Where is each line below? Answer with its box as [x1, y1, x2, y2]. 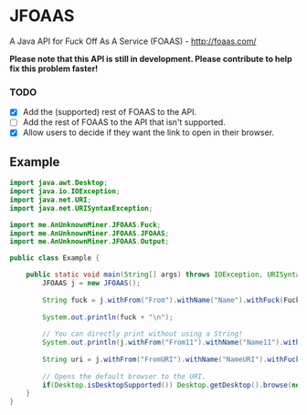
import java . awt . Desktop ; [9, 179, 108, 188]
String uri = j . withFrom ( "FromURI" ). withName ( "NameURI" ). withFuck [42, 355, 301, 364]
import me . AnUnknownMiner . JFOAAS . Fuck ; [9, 220, 162, 229]
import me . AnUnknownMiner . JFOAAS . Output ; [9, 237, 170, 246]
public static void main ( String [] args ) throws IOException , [26, 270, 263, 279]
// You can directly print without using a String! [42, 329, 244, 338]
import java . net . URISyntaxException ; [9, 203, 153, 213]
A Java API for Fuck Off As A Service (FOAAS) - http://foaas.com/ [9, 36, 258, 47]
